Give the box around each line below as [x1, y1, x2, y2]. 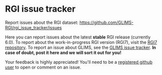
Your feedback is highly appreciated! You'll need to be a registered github [5, 59, 153, 65]
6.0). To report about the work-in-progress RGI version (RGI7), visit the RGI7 [5, 39, 157, 45]
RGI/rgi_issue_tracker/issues [5, 24, 62, 30]
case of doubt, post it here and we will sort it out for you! [5, 50, 122, 56]
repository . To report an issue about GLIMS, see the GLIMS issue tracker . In [5, 44, 157, 50]
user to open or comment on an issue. [5, 64, 81, 70]
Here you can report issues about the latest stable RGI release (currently [5, 34, 151, 40]
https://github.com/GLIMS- [79, 19, 134, 25]
